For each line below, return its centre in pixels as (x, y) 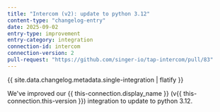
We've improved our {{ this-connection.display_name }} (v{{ (95, 93)
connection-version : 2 (41, 54)
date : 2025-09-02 (33, 27)
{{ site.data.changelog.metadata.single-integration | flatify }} (95, 80)
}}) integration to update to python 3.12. (135, 101)
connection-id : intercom (44, 46)
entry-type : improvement (44, 33)
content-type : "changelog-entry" (57, 20)
